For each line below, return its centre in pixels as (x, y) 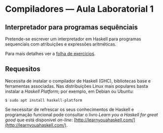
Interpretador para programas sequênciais (71, 27)
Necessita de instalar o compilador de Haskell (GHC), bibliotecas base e (78, 81)
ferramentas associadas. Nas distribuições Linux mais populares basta (77, 86)
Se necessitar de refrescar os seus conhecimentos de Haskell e (69, 109)
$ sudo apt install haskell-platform (44, 100)
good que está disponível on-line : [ (41, 120)
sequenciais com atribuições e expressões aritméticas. (61, 44)
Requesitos (23, 69)
